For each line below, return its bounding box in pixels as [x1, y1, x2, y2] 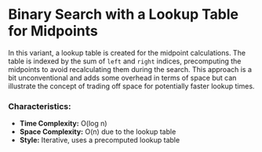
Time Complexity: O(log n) [19, 119, 107, 128]
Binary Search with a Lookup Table [8, 5, 239, 24]
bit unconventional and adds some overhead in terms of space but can [8, 73, 237, 82]
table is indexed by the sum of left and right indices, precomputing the [8, 56, 242, 66]
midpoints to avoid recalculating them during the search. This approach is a [8, 64, 253, 74]
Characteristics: [8, 100, 71, 111]
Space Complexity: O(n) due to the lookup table [19, 127, 176, 136]
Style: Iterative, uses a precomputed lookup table [19, 136, 180, 145]
